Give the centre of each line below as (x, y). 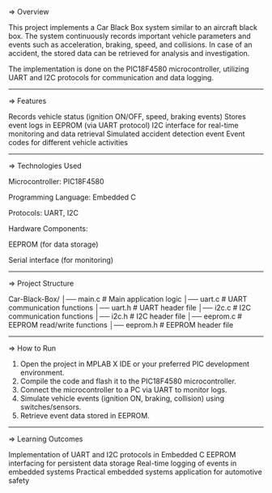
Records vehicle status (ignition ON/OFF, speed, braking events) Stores (127, 116)
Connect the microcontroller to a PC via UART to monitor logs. (123, 390)
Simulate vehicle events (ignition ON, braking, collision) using (122, 398)
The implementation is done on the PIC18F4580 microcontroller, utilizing (129, 69)
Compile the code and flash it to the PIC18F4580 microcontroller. (128, 381)
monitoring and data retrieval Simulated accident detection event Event (127, 134)
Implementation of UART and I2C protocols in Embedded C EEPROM (122, 454)
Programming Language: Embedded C (72, 197)
